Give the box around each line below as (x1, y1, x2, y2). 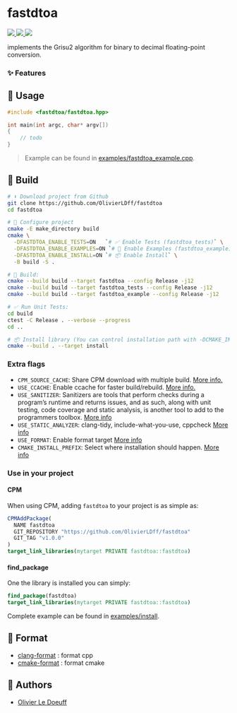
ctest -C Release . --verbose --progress (7, 317, 131, 324)
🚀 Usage (7, 90, 44, 102)
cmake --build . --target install (7, 343, 109, 350)
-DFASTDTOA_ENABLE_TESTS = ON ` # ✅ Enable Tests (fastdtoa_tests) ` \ (13, 239, 224, 246)
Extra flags (7, 359, 46, 369)
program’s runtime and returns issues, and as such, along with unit (17, 398, 212, 406)
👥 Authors (7, 679, 53, 691)
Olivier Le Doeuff (17, 697, 67, 706)
